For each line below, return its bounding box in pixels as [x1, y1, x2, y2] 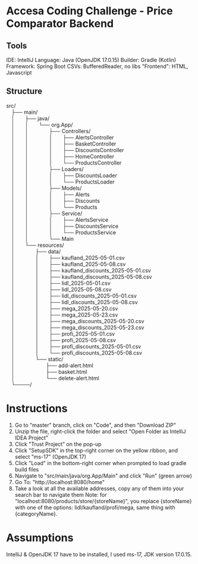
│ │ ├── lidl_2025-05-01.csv [11, 279, 111, 287]
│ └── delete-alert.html [11, 374, 99, 382]
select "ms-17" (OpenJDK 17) [14, 453, 87, 460]
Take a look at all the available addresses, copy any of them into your [14, 485, 184, 492]
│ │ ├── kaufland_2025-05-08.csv [11, 261, 126, 268]
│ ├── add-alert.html [11, 362, 93, 369]
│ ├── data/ [11, 247, 61, 255]
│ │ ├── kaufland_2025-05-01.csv [11, 254, 125, 261]
